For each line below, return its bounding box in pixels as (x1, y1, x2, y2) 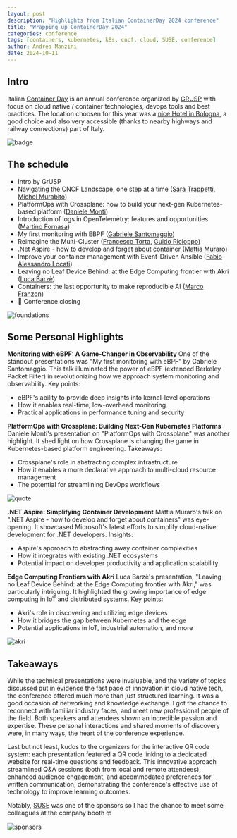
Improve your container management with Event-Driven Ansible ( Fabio (17, 252, 222, 261)
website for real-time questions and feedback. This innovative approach (7, 758, 217, 766)
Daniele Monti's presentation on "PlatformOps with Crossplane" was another (7, 429, 230, 438)
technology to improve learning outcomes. (7, 787, 130, 796)
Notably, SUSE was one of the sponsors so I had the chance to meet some (7, 801, 224, 810)
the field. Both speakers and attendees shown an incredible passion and (7, 714, 217, 722)
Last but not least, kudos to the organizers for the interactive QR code (7, 743, 210, 751)
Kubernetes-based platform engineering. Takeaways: (7, 445, 162, 453)
